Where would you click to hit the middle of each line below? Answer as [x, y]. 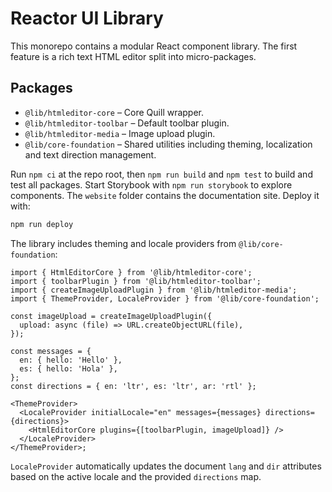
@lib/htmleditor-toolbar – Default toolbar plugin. [127, 123]
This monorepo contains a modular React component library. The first [154, 46]
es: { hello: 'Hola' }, [68, 368]
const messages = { [51, 351]
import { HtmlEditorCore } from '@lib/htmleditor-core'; [131, 272]
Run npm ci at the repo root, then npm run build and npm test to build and [161, 174]
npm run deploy [42, 224]
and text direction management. [90, 154]
